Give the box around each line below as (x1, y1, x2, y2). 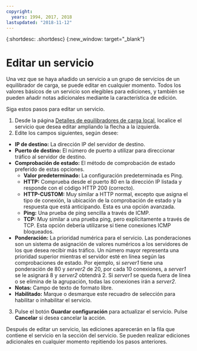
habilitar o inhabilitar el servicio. (14, 297, 92, 304)
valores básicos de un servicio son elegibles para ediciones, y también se (6, 88, 185, 95)
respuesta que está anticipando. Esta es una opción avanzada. (23, 203, 175, 210)
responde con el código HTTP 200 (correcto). (23, 184, 135, 191)
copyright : (6, 8, 33, 15)
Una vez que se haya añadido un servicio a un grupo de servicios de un (6, 76, 180, 83)
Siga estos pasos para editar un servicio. (6, 106, 105, 113)
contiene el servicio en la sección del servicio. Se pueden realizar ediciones (6, 332, 190, 339)
